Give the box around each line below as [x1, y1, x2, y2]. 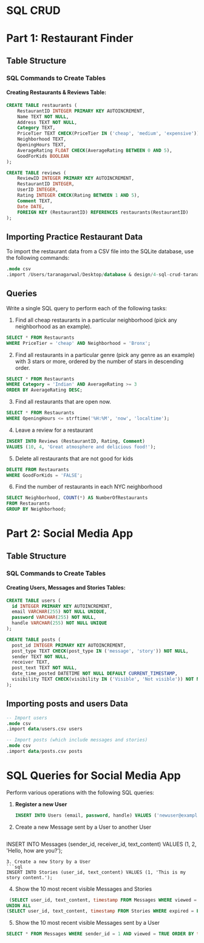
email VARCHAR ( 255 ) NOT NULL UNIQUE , [12, 608, 107, 615]
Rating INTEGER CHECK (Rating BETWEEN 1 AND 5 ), [17, 192, 140, 199]
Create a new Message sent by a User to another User [15, 823, 152, 831]
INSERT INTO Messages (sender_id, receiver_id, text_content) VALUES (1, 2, [6, 840, 197, 848]
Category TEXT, [17, 125, 56, 131]
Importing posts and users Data [6, 699, 129, 709]
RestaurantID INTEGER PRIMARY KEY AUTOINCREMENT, [17, 107, 146, 114]
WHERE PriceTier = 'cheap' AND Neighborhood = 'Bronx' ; [6, 340, 151, 346]
